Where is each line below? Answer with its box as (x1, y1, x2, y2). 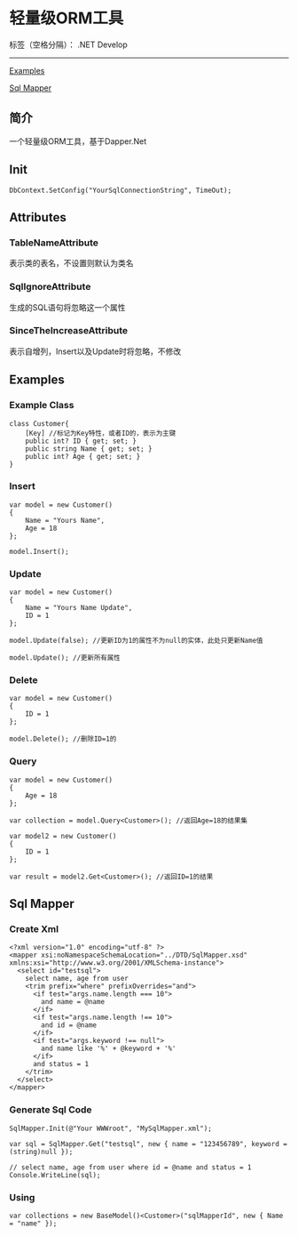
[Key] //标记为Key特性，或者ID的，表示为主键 (25, 429, 176, 437)
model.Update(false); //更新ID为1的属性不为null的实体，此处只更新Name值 (9, 637, 263, 646)
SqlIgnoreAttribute (9, 281, 91, 293)
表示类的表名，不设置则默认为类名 (9, 258, 134, 269)
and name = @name (41, 998, 105, 1007)
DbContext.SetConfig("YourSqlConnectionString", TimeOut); (9, 186, 232, 195)
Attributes (9, 210, 67, 225)
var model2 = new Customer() (9, 831, 117, 840)
